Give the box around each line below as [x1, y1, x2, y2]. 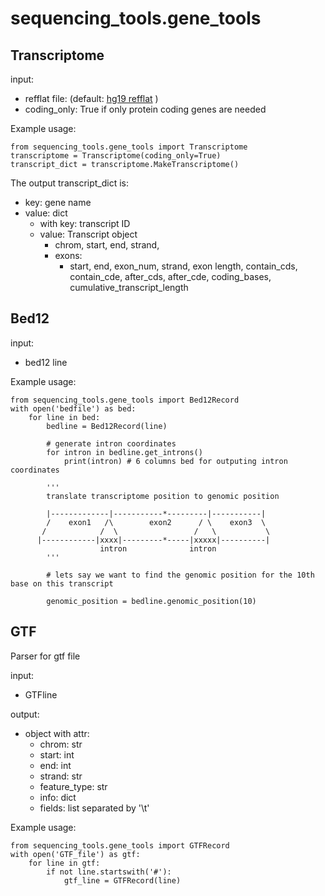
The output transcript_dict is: [10, 177, 130, 189]
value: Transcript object [39, 228, 138, 240]
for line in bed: [28, 412, 101, 422]
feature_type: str [39, 780, 108, 792]
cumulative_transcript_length [69, 282, 189, 293]
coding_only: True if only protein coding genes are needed [24, 103, 267, 115]
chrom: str [39, 738, 83, 750]
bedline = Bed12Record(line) [46, 421, 168, 431]
